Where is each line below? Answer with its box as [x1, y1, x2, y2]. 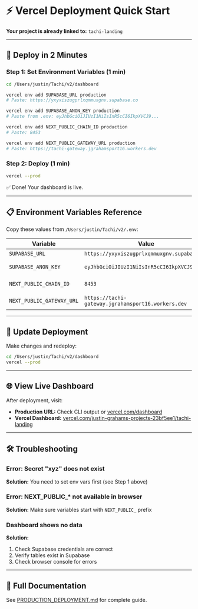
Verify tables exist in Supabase [14, 552, 90, 559]
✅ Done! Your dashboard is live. [6, 183, 84, 191]
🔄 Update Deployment [6, 327, 88, 337]
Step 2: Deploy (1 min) [6, 160, 70, 168]
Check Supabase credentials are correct [14, 545, 113, 553]
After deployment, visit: [6, 396, 63, 403]
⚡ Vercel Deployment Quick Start [6, 4, 170, 18]
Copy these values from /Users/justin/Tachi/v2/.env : [6, 226, 138, 233]
